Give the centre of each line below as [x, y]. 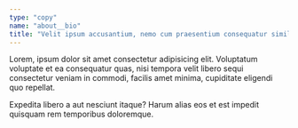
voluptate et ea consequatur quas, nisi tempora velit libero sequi [126, 68]
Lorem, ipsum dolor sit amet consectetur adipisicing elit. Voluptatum [133, 60]
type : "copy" [33, 17]
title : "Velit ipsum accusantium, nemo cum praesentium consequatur [138, 34]
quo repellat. [32, 88]
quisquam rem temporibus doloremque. [82, 114]
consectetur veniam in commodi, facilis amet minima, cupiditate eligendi [141, 78]
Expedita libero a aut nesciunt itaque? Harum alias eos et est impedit [134, 105]
